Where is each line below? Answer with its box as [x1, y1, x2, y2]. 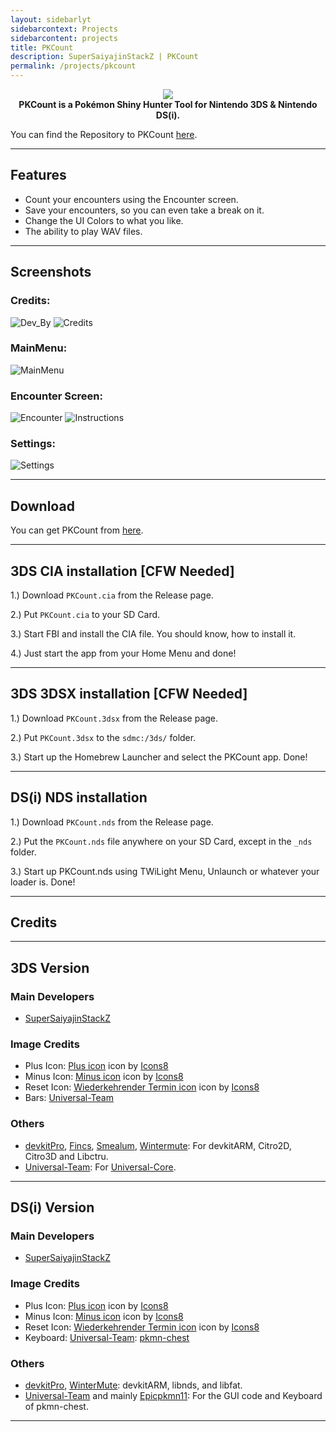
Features [10, 167, 67, 184]
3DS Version [10, 959, 90, 976]
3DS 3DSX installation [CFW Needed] [10, 686, 248, 703]
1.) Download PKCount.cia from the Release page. [10, 589, 214, 601]
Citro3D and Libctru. [24, 1150, 109, 1162]
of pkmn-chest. [24, 1401, 89, 1413]
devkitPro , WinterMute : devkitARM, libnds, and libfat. [24, 1379, 243, 1391]
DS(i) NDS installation [10, 789, 148, 806]
